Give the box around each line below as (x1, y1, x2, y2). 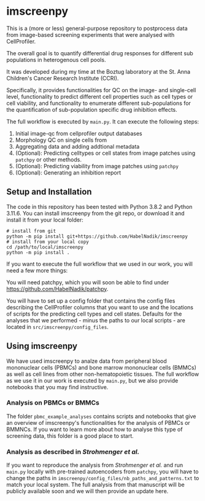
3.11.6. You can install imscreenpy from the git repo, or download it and (6, 209, 185, 217)
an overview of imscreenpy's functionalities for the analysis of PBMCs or (6, 419, 190, 426)
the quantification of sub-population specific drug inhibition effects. (6, 106, 178, 113)
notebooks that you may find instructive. (6, 383, 109, 390)
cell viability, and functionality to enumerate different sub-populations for (6, 99, 191, 107)
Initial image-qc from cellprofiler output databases (15, 130, 142, 137)
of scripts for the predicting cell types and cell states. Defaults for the (6, 310, 182, 317)
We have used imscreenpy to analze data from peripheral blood (6, 357, 167, 365)
